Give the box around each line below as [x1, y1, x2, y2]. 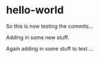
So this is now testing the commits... [6, 23, 94, 30]
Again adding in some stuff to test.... [6, 45, 94, 52]
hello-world [6, 3, 64, 17]
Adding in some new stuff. [6, 34, 69, 41]
